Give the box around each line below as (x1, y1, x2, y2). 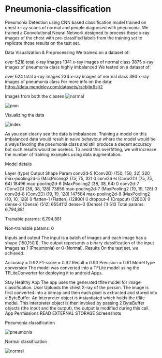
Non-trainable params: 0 (5, 225, 54, 231)
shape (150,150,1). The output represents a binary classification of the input (5, 239, 154, 246)
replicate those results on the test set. (5, 40, 81, 46)
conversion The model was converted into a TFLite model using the (5, 265, 139, 271)
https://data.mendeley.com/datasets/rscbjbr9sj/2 (5, 84, 103, 89)
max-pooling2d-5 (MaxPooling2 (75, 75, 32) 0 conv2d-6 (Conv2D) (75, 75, (5, 175, 153, 181)
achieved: (5, 250, 25, 256)
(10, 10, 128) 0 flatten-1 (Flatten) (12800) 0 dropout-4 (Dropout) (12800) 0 (5, 196, 151, 202)
